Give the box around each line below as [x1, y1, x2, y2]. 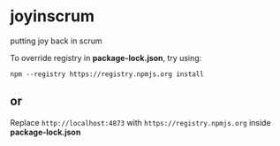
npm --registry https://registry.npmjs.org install [10, 69, 204, 79]
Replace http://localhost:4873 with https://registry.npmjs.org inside [10, 117, 272, 127]
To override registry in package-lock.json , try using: [10, 52, 202, 63]
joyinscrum [10, 6, 95, 27]
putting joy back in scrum [10, 35, 102, 46]
